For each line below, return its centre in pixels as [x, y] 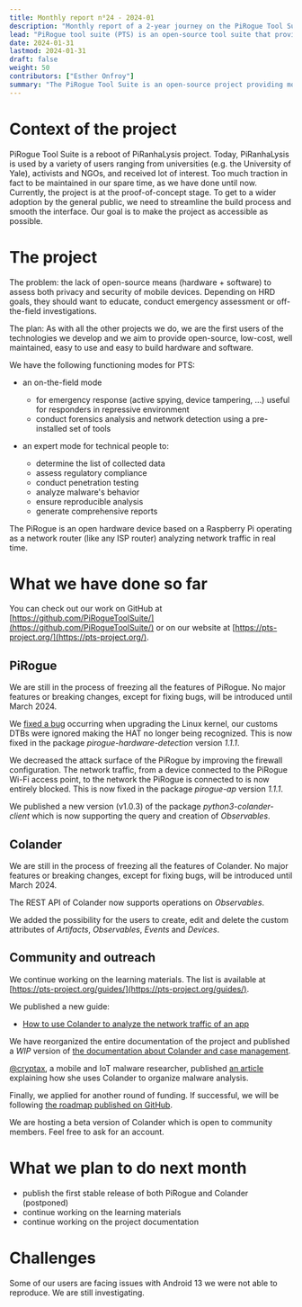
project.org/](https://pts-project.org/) [78, 637]
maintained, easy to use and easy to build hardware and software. [132, 347]
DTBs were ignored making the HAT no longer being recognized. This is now [151, 733]
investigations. [70, 310]
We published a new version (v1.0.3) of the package [106, 807]
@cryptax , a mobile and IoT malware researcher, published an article [137, 1068]
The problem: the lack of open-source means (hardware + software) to [141, 282]
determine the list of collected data [101, 463]
